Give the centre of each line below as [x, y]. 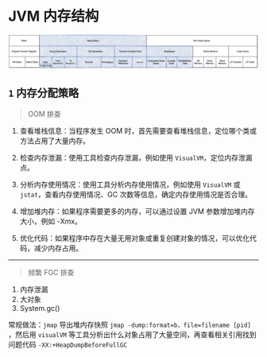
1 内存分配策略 [44, 93]
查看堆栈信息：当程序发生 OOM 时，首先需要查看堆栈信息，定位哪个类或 [138, 130]
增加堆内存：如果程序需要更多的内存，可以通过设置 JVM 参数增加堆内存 [137, 211]
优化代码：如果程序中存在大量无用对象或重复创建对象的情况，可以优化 [135, 238]
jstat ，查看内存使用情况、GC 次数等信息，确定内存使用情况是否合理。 [136, 194]
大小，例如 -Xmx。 [50, 221]
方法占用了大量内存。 [54, 141]
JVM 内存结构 [54, 16]
